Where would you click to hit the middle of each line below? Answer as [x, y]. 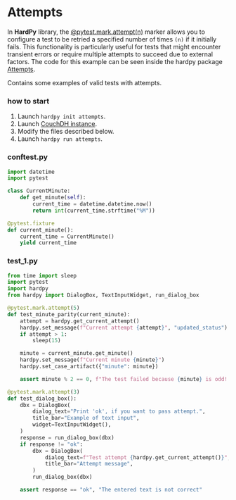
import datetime [31, 172]
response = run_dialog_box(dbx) [67, 437]
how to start [28, 101]
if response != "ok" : [51, 444]
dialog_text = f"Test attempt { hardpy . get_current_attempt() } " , [138, 457]
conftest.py [27, 157]
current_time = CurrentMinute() [67, 237]
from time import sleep [42, 275]
